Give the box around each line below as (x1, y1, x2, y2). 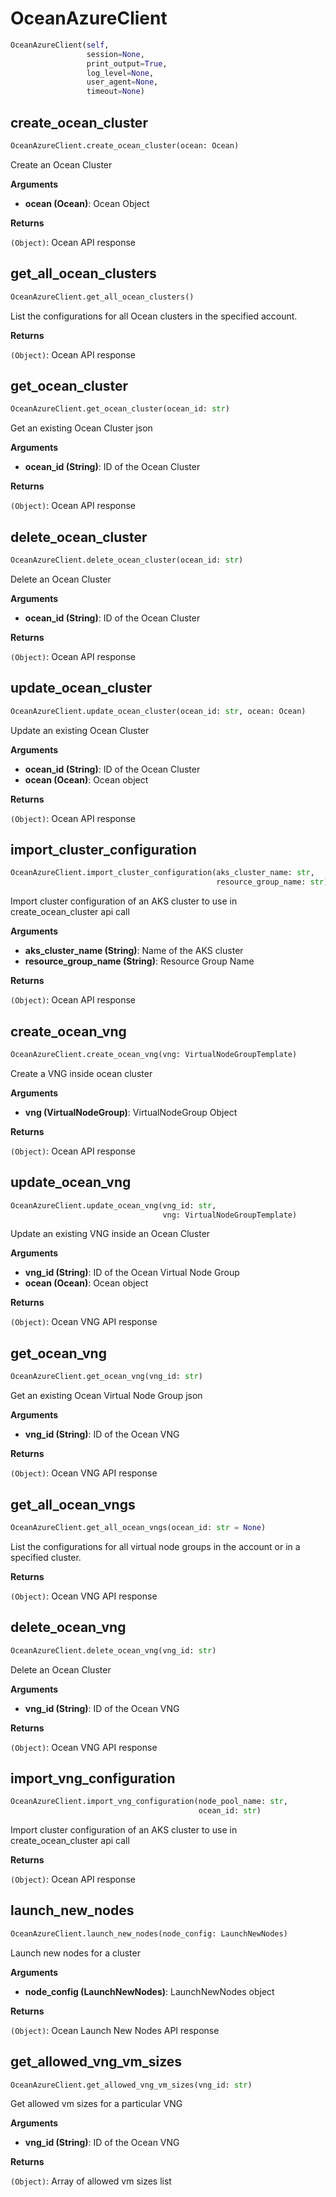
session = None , (86, 49, 145, 59)
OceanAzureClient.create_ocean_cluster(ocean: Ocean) (10, 141, 240, 151)
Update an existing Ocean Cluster (10, 724, 150, 736)
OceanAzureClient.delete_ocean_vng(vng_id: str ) (10, 1645, 217, 1656)
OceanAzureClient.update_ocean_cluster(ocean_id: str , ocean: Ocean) (10, 706, 307, 716)
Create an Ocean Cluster (10, 158, 113, 171)
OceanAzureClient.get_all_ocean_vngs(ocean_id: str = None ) (10, 1522, 267, 1532)
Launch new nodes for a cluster (10, 1947, 141, 1959)
